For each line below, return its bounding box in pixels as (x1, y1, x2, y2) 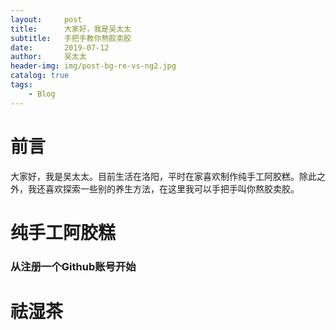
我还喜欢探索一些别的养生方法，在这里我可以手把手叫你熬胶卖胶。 (27, 182, 300, 195)
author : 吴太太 (10, 52, 87, 62)
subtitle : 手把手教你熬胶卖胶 (10, 33, 132, 43)
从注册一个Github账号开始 (10, 259, 137, 273)
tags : (10, 80, 33, 90)
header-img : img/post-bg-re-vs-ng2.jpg (10, 61, 177, 71)
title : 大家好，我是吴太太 (10, 24, 132, 34)
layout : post (10, 14, 83, 25)
